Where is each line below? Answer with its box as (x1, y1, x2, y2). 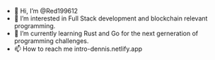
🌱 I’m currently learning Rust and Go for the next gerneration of (13, 29, 199, 37)
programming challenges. (13, 37, 89, 45)
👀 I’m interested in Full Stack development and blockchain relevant (13, 14, 208, 23)
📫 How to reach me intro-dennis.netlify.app (13, 44, 143, 53)
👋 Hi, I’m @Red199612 (13, 7, 79, 15)
